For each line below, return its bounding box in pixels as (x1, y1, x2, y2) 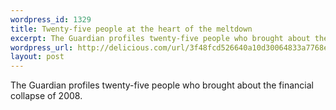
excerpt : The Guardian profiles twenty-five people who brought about (10, 33, 311, 43)
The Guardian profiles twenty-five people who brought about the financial (10, 79, 314, 91)
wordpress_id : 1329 (10, 14, 92, 25)
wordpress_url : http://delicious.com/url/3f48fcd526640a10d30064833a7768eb (10, 42, 333, 53)
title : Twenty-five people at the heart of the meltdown (10, 24, 253, 34)
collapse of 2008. (10, 90, 83, 102)
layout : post (10, 52, 65, 62)
